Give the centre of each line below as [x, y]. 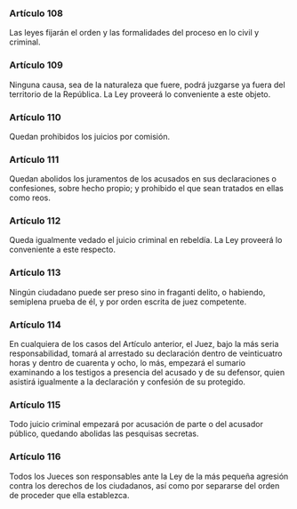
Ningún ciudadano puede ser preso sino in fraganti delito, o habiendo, [137, 292]
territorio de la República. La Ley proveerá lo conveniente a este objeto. [140, 94]
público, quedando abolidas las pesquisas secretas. [104, 433]
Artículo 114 [35, 325]
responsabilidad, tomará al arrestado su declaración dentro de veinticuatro [146, 353]
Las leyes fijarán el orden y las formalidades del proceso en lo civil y [134, 33]
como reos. [30, 198]
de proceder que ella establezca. [70, 495]
